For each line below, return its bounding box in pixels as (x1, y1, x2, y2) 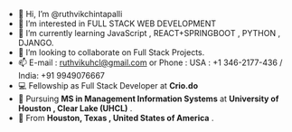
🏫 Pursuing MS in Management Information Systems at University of (17, 93, 279, 104)
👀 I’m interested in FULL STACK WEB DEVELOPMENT (17, 18, 217, 29)
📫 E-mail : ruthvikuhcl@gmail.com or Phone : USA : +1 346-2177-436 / (17, 57, 283, 68)
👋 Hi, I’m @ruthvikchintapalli (17, 9, 123, 19)
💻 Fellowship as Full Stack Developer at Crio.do (17, 80, 199, 90)
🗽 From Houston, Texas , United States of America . (17, 113, 214, 123)
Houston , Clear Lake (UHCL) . (17, 103, 133, 113)
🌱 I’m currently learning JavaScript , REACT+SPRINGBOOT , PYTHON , (17, 28, 281, 38)
